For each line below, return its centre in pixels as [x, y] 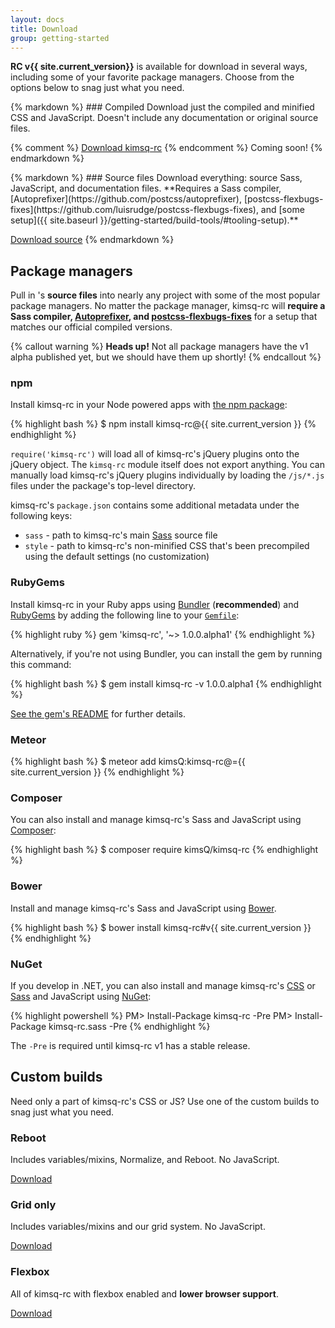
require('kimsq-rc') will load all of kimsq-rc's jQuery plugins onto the [155, 454]
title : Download [44, 29]
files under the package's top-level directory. [103, 486]
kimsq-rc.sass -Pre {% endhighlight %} [129, 1026]
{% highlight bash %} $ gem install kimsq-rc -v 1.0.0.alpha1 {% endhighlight [166, 683]
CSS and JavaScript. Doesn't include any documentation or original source [164, 118]
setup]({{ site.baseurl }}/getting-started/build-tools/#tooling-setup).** [154, 220]
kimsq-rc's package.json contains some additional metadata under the [155, 505]
